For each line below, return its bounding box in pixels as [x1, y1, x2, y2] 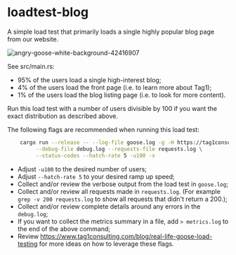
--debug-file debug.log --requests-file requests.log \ [35, 145, 202, 152]
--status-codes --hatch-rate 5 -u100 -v [35, 152, 156, 159]
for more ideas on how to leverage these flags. [39, 240, 174, 248]
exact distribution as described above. [7, 112, 118, 120]
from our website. [7, 34, 59, 43]
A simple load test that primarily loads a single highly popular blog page [7, 27, 215, 36]
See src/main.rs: [7, 62, 55, 70]
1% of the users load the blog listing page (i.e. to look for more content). [17, 91, 226, 99]
